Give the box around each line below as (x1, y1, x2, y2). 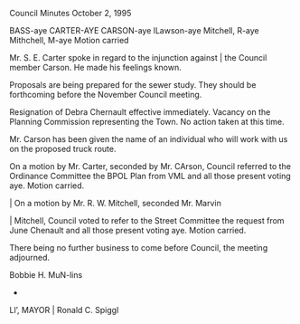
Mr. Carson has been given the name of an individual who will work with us (9, 134, 288, 144)
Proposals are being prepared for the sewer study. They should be (9, 80, 257, 90)
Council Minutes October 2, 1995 (9, 8, 132, 18)
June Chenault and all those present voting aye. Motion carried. (9, 225, 247, 235)
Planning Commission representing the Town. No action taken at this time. (9, 117, 285, 127)
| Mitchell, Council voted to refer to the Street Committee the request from (9, 215, 285, 225)
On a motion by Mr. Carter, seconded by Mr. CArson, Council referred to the (9, 161, 292, 171)
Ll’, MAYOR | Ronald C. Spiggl (9, 305, 119, 315)
